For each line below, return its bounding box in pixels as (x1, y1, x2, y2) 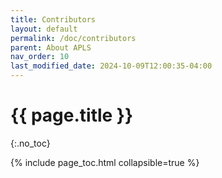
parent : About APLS (10, 42, 92, 53)
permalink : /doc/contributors (10, 33, 137, 43)
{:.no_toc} (10, 137, 51, 149)
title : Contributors (10, 14, 97, 25)
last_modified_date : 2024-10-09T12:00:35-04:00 (10, 61, 213, 71)
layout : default (10, 24, 78, 34)
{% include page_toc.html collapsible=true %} (10, 156, 200, 168)
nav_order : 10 (10, 52, 70, 62)
